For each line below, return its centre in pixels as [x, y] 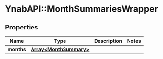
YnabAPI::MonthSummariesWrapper [82, 9]
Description [108, 41]
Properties [22, 27]
